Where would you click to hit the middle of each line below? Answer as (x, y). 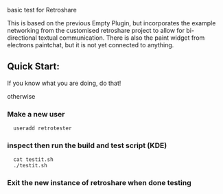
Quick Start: (33, 67)
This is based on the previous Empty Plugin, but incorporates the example (111, 23)
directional (22, 38)
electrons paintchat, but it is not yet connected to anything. (91, 45)
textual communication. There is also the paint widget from (121, 38)
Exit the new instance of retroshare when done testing (99, 183)
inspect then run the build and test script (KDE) (87, 145)
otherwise (21, 96)
